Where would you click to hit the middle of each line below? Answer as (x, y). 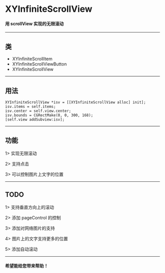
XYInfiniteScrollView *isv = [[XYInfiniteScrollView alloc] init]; (76, 102)
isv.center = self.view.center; (38, 111)
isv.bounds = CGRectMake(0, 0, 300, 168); (49, 115)
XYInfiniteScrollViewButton (40, 64)
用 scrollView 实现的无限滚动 (34, 24)
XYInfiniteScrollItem (32, 59)
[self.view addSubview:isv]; (35, 120)
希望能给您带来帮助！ (27, 266)
